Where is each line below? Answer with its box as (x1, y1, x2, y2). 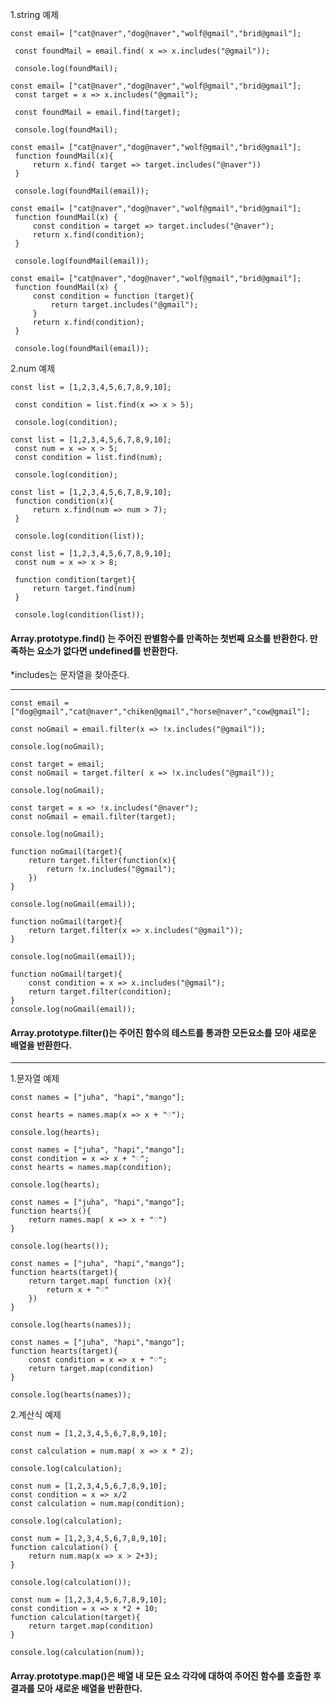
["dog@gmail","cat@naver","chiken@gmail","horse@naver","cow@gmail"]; (10, 707, 311, 717)
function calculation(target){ (10, 1613, 141, 1623)
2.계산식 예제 (10, 1409, 62, 1421)
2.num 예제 (10, 363, 56, 374)
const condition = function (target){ (32, 291, 195, 301)
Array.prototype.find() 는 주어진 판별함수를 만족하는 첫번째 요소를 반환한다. (10, 632, 308, 644)
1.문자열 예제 (10, 1073, 60, 1085)
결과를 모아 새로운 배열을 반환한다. (10, 1683, 143, 1694)
